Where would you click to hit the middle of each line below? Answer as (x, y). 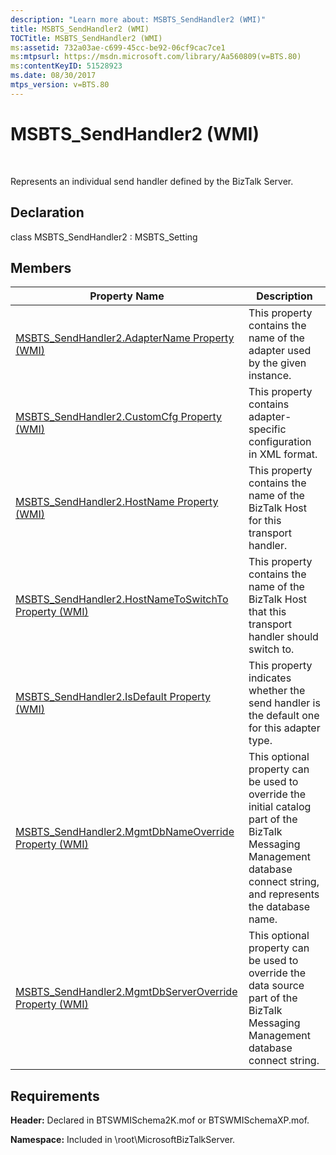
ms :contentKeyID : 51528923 (66, 66)
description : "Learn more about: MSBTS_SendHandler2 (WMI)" (138, 19)
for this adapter (284, 728)
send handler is (284, 703)
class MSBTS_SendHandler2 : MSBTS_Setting (104, 237)
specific (267, 429)
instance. (270, 376)
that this (267, 612)
